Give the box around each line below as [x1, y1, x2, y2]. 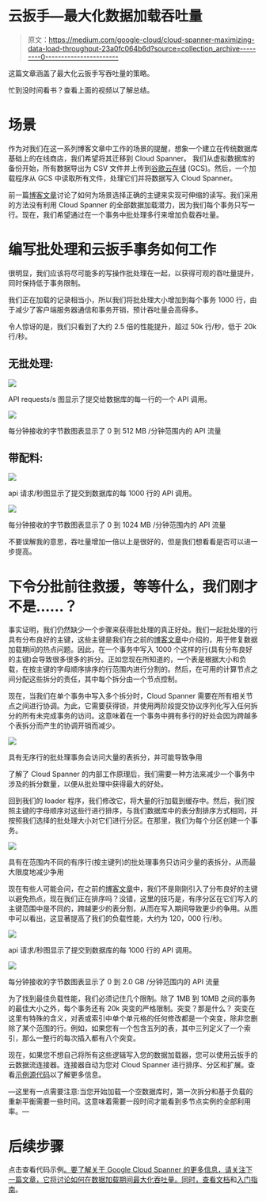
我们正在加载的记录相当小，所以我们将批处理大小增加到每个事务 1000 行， [8, 294, 251, 305]
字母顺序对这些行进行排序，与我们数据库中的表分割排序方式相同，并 [35, 806, 258, 816]
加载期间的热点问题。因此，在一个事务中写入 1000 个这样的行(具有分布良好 [8, 645, 253, 654]
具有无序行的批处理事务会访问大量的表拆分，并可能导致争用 [8, 752, 203, 762]
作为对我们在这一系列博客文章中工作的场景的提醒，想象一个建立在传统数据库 [8, 143, 258, 153]
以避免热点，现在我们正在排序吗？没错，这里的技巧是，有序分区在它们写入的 [8, 894, 258, 904]
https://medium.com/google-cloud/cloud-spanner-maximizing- [48, 35, 255, 44]
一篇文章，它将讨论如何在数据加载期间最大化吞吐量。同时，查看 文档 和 [8, 1175, 237, 1184]
